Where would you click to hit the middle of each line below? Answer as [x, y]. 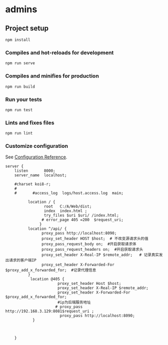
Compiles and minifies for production [52, 76]
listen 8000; [35, 171]
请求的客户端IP [23, 260]
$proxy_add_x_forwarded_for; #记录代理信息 [51, 270]
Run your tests [24, 99]
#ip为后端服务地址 [74, 302]
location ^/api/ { [47, 229]
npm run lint [19, 134]
